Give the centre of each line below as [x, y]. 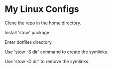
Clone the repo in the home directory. [43, 23]
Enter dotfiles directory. [29, 42]
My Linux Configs [42, 9]
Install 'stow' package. [28, 32]
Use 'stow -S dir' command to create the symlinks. [56, 52]
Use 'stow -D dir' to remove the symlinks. [47, 61]
